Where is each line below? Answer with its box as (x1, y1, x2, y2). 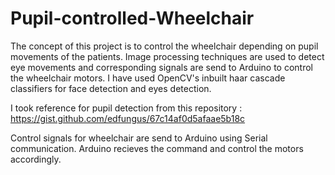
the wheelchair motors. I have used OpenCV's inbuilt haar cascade (10, 72, 286, 84)
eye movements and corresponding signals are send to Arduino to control (10, 61, 314, 73)
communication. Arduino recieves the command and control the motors (10, 142, 304, 154)
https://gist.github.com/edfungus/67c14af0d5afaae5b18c (10, 112, 246, 124)
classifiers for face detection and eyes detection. (10, 82, 212, 94)
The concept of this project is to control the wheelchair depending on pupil (10, 40, 319, 52)
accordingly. (10, 153, 62, 165)
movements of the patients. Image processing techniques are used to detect (10, 50, 325, 62)
